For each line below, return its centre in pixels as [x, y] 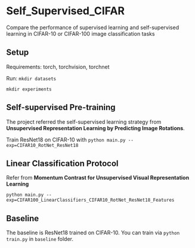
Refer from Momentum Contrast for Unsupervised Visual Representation [98, 178]
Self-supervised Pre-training [61, 107]
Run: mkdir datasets [31, 78]
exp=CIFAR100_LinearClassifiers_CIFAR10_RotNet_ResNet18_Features [90, 200]
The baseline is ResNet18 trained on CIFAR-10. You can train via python [93, 233]
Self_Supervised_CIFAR [66, 11]
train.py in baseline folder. [40, 239]
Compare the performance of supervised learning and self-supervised [93, 27]
